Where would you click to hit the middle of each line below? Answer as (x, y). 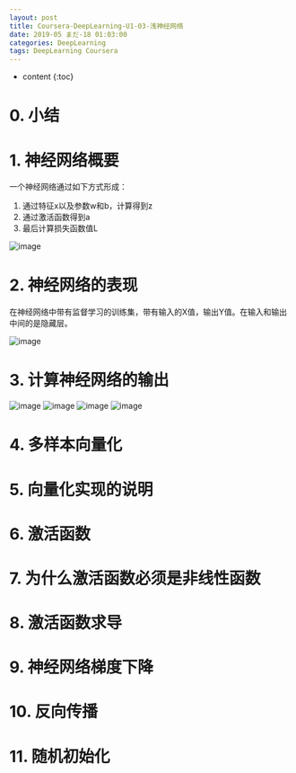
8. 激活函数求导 (66, 623)
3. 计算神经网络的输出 (89, 381)
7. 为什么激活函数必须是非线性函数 (135, 578)
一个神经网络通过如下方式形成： (68, 187)
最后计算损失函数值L (60, 228)
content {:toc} (48, 76)
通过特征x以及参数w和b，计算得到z (87, 206)
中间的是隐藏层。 (41, 324)
